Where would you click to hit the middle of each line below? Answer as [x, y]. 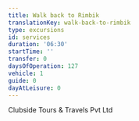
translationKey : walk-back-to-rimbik [69, 23]
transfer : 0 [27, 59]
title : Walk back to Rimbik [54, 15]
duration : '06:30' [38, 44]
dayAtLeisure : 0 [34, 88]
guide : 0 [22, 80]
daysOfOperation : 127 [43, 66]
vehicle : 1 [26, 73]
